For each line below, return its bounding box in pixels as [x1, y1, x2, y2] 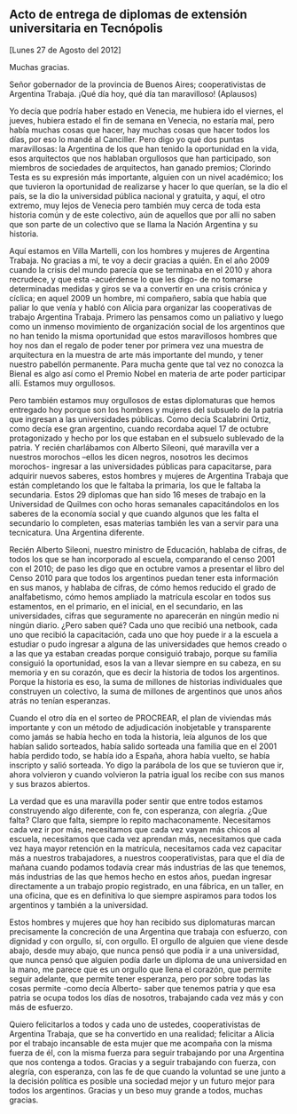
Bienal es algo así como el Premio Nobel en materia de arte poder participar [9, 368, 286, 378]
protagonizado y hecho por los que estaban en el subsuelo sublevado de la [9, 433, 285, 443]
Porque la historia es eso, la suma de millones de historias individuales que [9, 676, 283, 687]
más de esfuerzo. [9, 1001, 74, 1012]
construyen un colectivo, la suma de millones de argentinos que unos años [9, 686, 283, 696]
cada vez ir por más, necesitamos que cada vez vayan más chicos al [9, 824, 260, 834]
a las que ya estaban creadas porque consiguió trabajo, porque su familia [9, 648, 277, 658]
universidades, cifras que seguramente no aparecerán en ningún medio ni [9, 610, 279, 621]
